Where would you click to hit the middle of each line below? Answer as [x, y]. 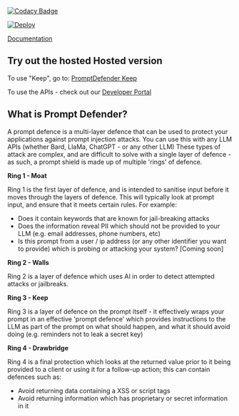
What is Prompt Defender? [67, 114]
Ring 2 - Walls [29, 262]
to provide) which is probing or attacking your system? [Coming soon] [121, 249]
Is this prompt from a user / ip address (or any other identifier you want [122, 241]
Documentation [30, 38]
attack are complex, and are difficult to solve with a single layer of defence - [119, 154]
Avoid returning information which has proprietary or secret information [123, 398]
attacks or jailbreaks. [38, 284]
